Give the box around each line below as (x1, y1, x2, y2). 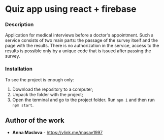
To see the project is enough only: (5, 76, 74, 82)
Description (5, 21, 34, 28)
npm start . (12, 102, 34, 108)
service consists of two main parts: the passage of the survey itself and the (5, 37, 158, 43)
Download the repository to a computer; (12, 86, 94, 92)
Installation (5, 66, 33, 72)
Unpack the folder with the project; (12, 91, 84, 97)
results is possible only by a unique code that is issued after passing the (5, 48, 151, 54)
